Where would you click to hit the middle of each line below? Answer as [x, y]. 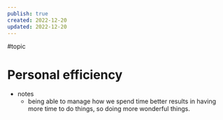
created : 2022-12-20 [37, 20]
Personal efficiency [65, 75]
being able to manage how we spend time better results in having [122, 101]
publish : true [28, 14]
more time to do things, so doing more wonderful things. [109, 109]
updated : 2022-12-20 [37, 27]
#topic [16, 47]
